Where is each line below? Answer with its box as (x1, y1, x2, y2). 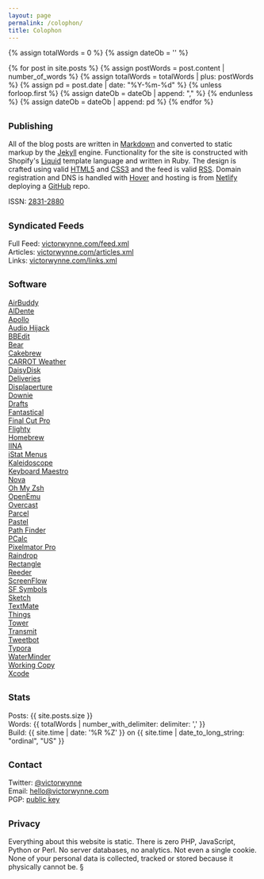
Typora (8, 643, 32, 653)
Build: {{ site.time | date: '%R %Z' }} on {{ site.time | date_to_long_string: (8, 727, 245, 737)
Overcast (8, 500, 38, 509)
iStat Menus (8, 449, 48, 459)
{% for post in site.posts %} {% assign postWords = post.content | (8, 63, 225, 73)
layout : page (8, 11, 52, 20)
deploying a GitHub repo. (8, 182, 90, 191)
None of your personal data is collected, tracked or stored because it (8, 854, 234, 863)
